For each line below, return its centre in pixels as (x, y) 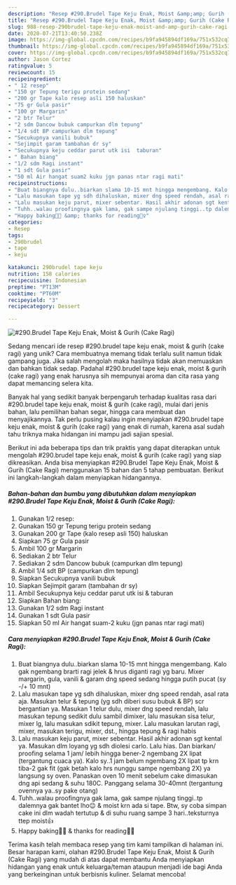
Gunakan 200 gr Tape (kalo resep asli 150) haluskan (93, 534)
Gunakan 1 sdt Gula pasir (54, 616)
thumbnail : (24, 46)
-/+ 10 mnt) (34, 687)
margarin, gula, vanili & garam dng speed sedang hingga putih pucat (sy (122, 679)
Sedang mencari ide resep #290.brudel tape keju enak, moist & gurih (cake (116, 346)
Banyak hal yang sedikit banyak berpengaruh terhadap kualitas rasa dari (112, 397)
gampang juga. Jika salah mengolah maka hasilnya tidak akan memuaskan (116, 361)
